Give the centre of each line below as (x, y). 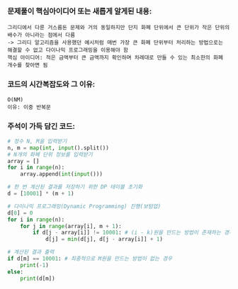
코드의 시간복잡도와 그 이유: (51, 84)
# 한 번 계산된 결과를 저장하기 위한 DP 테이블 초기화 (75, 187)
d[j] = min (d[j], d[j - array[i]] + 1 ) (104, 239)
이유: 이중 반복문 (29, 107)
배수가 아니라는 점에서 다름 (41, 35)
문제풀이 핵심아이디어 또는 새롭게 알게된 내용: (80, 11)
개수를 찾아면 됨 (28, 65)
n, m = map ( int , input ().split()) (58, 148)
